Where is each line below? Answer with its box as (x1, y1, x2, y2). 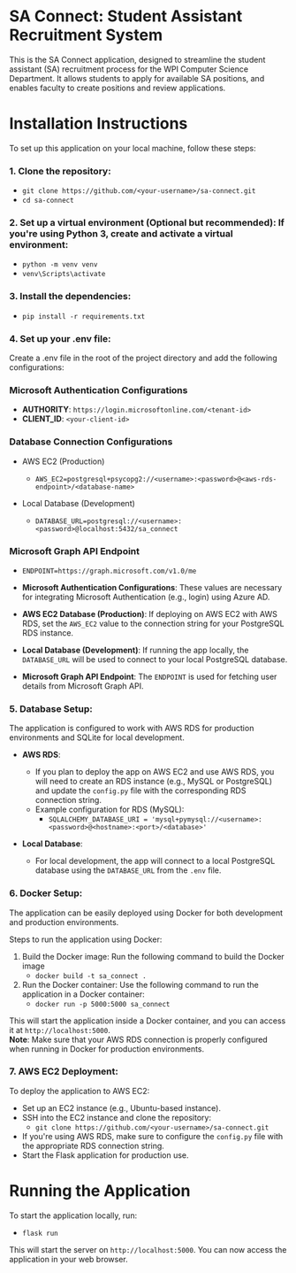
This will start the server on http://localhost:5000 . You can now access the (9, 1244, 287, 1254)
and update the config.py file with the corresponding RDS (34, 785, 247, 796)
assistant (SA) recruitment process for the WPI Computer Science (9, 64, 249, 74)
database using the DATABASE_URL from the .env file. (34, 865, 222, 876)
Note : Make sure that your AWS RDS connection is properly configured (9, 1034, 268, 1045)
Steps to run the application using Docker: (9, 934, 163, 945)
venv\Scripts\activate (21, 270, 106, 279)
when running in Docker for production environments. (9, 1043, 205, 1054)
